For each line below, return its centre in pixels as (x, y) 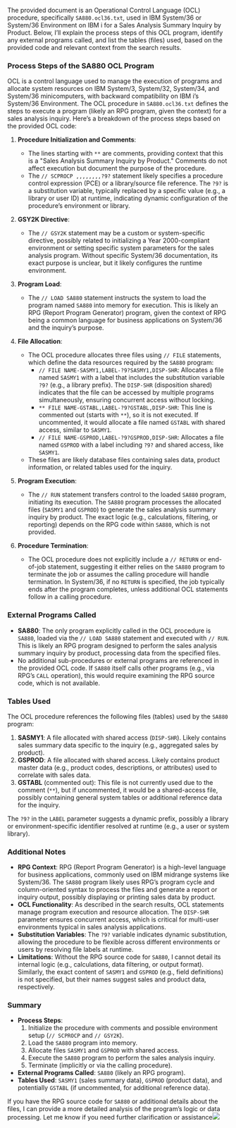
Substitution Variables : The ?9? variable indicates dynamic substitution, (122, 935)
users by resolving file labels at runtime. (75, 950)
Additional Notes (37, 852)
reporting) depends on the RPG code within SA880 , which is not (119, 525)
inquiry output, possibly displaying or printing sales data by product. (117, 897)
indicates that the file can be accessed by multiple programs (126, 392)
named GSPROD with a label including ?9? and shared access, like (131, 445)
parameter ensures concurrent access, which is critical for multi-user (118, 919)
